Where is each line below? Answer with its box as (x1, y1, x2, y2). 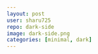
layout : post (6, 10, 45, 18)
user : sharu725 (6, 17, 51, 24)
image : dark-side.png (6, 29, 71, 37)
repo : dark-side (6, 23, 54, 30)
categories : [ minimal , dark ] (6, 36, 92, 43)
